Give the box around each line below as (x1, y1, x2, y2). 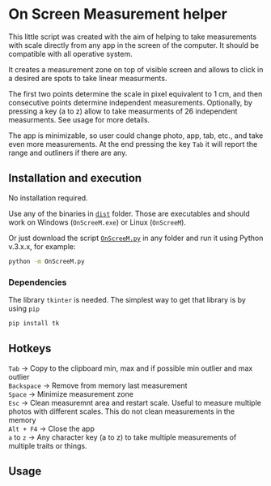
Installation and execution (8, 171, 142, 185)
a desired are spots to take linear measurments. (8, 73, 167, 83)
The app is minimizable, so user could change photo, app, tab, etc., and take (8, 131, 264, 140)
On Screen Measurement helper (8, 5, 228, 24)
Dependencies (8, 277, 67, 288)
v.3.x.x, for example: (8, 241, 76, 252)
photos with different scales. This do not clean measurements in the (8, 406, 235, 416)
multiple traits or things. (8, 441, 87, 450)
